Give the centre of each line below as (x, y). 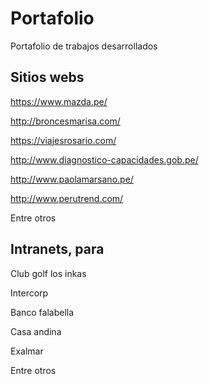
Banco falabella (42, 312)
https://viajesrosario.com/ (63, 140)
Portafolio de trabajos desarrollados (84, 46)
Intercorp (29, 293)
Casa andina (36, 331)
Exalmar (27, 351)
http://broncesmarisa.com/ (65, 121)
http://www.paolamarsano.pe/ (72, 179)
